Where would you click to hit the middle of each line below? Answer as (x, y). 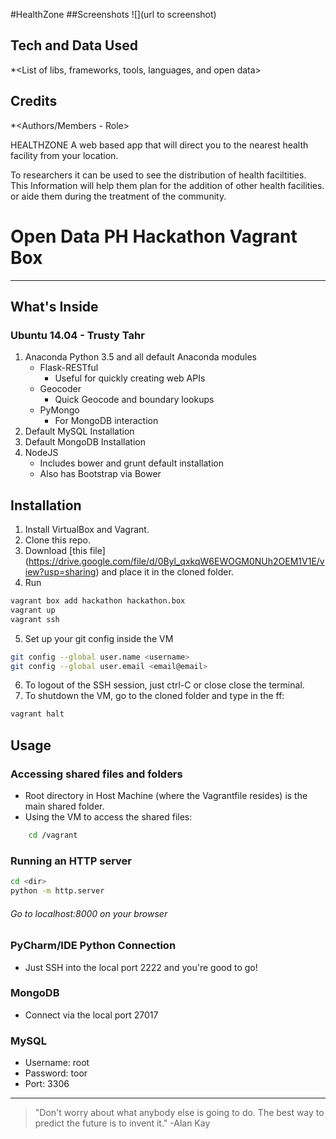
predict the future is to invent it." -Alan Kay (122, 1123)
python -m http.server (57, 891)
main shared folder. (64, 806)
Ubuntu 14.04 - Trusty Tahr (77, 335)
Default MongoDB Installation (85, 442)
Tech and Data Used (74, 45)
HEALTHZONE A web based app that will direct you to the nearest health (159, 145)
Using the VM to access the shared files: (108, 817)
